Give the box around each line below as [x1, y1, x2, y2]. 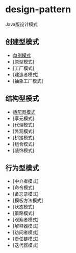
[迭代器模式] [12, 242, 39, 248]
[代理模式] [12, 121, 35, 128]
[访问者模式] [12, 229, 39, 236]
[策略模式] [12, 210, 35, 216]
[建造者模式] [12, 71, 39, 77]
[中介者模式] [12, 178, 39, 184]
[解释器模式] [12, 223, 39, 229]
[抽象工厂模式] [12, 78, 43, 84]
